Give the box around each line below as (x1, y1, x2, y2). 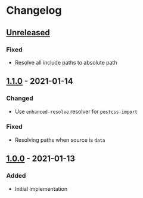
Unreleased (6, 28, 51, 38)
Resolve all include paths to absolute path (14, 59, 117, 66)
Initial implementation (14, 185, 68, 192)
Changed (6, 94, 34, 102)
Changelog (6, 4, 62, 17)
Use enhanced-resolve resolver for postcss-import (14, 108, 138, 115)
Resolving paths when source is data (14, 136, 105, 144)
